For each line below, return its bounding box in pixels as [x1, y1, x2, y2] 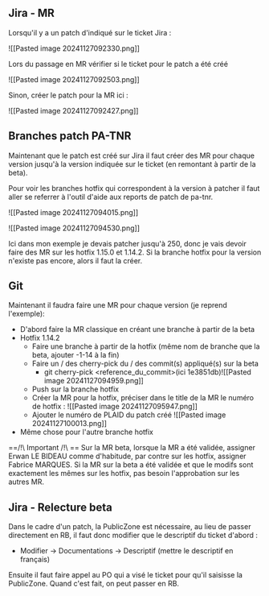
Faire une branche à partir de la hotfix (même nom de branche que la [31, 341, 260, 351]
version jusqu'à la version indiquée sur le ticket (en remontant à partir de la [8, 159, 256, 168]
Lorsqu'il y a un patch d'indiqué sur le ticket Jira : [8, 27, 172, 37]
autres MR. [8, 477, 44, 486]
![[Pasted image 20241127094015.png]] [8, 207, 139, 217]
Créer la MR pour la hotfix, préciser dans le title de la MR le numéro [31, 393, 255, 403]
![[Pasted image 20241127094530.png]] [8, 223, 141, 233]
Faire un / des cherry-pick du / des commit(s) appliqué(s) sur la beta [31, 358, 259, 369]
